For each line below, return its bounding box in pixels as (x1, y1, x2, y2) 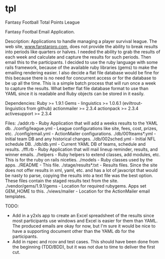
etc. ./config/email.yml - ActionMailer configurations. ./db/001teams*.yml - (5, 130, 156, 136)
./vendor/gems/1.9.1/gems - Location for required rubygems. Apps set (5, 183, 147, 189)
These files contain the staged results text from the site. (5, 178, 119, 184)
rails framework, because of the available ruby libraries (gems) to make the (5, 65, 158, 70)
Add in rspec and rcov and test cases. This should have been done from (12, 238, 159, 244)
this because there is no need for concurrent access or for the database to (5, 75, 157, 81)
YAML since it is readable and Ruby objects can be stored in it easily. (5, 91, 145, 97)
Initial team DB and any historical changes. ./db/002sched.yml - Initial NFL (5, 136, 156, 142)
